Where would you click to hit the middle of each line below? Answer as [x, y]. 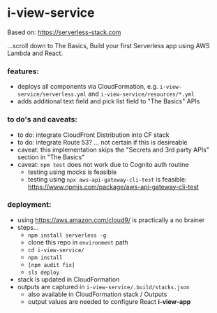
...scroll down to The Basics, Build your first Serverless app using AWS [108, 45]
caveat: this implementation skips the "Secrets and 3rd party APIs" [113, 150]
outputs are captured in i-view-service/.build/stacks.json [103, 286]
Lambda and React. [35, 53]
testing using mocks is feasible [72, 172]
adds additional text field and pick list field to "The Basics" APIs [108, 101]
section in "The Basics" [51, 157]
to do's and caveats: [43, 119]
